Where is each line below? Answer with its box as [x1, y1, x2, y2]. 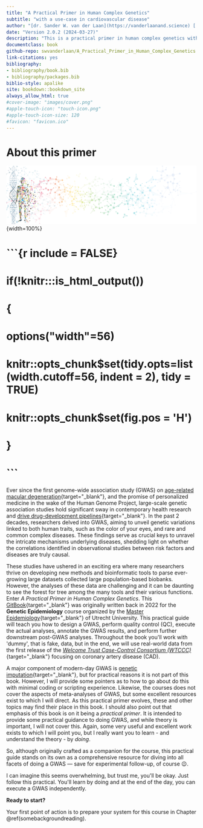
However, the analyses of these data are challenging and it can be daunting [6, 582, 195, 589]
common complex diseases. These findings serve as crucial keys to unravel [6, 531, 195, 539]
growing [6, 575, 27, 582]
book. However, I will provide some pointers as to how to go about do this [6, 677, 189, 685]
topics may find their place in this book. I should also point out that [6, 703, 172, 710]
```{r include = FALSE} [6, 246, 118, 260]
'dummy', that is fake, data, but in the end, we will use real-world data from [6, 640, 193, 647]
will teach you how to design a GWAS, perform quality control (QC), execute [6, 621, 195, 628]
